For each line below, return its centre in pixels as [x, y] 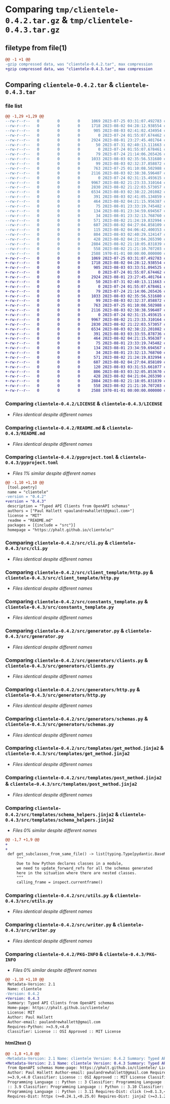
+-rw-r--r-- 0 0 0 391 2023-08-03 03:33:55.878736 [83, 334]
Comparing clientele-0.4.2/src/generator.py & [65, 631]
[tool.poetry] [22, 487]
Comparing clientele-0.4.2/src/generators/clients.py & [77, 660]
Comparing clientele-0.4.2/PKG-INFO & [54, 954]
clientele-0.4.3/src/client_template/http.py [62, 578]
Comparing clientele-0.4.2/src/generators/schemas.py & [77, 719]
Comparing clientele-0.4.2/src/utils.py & [59, 896]
